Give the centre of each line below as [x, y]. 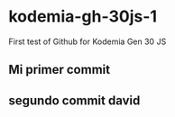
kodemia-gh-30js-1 [83, 17]
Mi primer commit [59, 70]
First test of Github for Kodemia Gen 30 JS [87, 41]
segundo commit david [74, 100]
